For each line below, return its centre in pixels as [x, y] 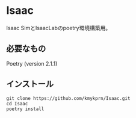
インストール [30, 84]
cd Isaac [17, 104]
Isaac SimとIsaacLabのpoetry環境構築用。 [59, 28]
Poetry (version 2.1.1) [32, 63]
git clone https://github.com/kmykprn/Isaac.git [68, 98]
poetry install [25, 109]
